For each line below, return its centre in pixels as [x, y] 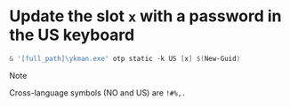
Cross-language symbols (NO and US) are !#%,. [98, 92]
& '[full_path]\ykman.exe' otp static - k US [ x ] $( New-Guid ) [125, 58]
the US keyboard [72, 35]
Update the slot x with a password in [145, 16]
